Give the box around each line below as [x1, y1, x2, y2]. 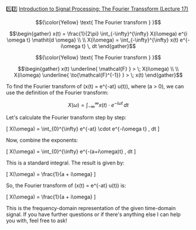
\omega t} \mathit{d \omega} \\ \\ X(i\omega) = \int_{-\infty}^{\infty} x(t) [6, 36, 179, 43]
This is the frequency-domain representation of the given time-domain [6, 205, 176, 212]
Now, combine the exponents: [6, 137, 78, 144]
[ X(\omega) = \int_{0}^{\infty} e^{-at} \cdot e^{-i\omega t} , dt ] [6, 125, 160, 132]
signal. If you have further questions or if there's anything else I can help [6, 211, 181, 218]
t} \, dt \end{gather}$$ [81, 43, 136, 49]
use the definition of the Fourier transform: [6, 89, 109, 96]
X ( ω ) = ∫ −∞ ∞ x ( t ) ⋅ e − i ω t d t [68, 101, 129, 110]
